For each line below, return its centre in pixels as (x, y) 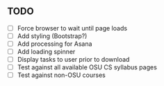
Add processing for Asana (55, 44)
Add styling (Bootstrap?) (52, 36)
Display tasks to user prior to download (73, 60)
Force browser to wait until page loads (72, 28)
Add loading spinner (46, 52)
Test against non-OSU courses (61, 75)
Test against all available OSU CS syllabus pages (87, 67)
